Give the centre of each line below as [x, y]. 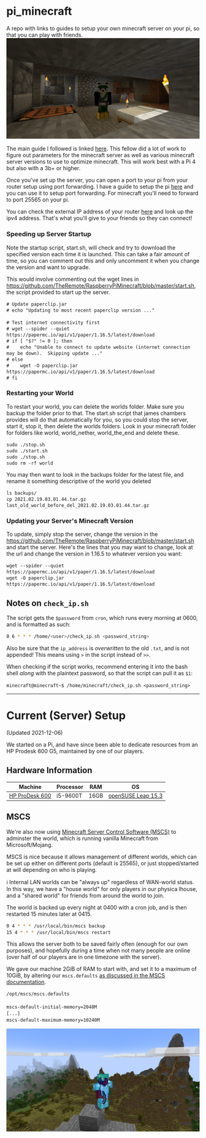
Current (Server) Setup [66, 716]
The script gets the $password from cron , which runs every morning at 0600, [102, 618]
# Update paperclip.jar [37, 304]
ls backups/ [21, 493]
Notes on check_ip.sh [48, 603]
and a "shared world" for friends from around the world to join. [85, 895]
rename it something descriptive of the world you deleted [79, 481]
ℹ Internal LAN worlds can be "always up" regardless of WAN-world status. [100, 882]
